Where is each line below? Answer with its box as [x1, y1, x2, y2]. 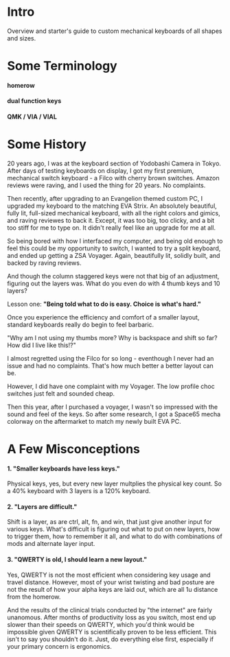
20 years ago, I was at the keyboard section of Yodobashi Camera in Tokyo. [7, 159, 222, 167]
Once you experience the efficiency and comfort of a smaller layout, [7, 313, 200, 321]
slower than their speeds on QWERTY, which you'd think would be [7, 620, 194, 628]
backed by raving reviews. [7, 259, 82, 267]
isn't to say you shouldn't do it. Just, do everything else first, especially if [7, 635, 214, 643]
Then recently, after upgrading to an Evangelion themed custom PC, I [7, 194, 203, 202]
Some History [7, 136, 87, 152]
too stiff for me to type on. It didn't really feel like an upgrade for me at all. [7, 224, 216, 232]
